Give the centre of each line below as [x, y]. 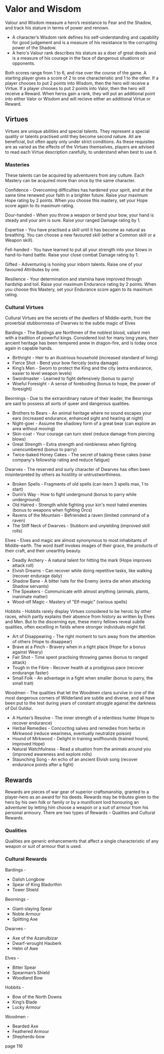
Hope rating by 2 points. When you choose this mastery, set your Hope [76, 200]
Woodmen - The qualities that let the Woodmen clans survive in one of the [80, 693]
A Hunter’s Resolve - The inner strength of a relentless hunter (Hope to [83, 718]
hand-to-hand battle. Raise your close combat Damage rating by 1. [72, 255]
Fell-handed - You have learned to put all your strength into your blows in [79, 250]
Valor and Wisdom [43, 9]
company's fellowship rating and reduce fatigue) [61, 460]
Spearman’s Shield [31, 972]
